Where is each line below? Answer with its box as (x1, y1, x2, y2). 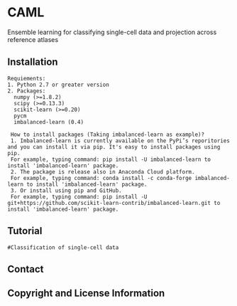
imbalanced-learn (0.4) (13, 118, 84, 125)
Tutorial (7, 225, 43, 237)
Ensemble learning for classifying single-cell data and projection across (7, 28, 217, 36)
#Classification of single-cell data (7, 243, 119, 251)
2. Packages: (7, 87, 46, 95)
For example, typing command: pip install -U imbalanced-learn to (10, 156, 211, 163)
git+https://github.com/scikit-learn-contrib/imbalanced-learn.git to (7, 199, 221, 206)
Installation (7, 56, 58, 68)
